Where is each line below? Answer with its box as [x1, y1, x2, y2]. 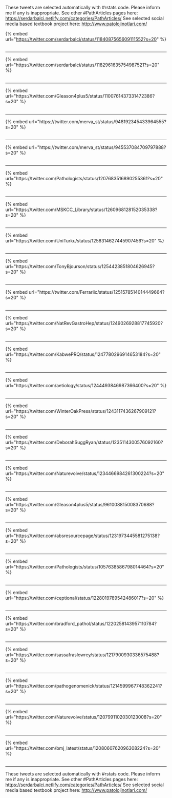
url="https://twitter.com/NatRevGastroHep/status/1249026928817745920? [5, 320, 163, 326]
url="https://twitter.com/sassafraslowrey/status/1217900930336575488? [5, 652, 160, 658]
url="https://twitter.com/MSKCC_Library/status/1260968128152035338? [5, 206, 158, 213]
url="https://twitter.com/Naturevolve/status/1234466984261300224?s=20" [5, 470, 165, 477]
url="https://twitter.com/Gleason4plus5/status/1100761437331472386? [5, 93, 155, 99]
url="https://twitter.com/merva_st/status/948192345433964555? [29, 119, 167, 125]
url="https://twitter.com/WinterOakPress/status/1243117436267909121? [5, 408, 157, 414]
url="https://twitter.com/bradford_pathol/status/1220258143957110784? [5, 621, 157, 626]
